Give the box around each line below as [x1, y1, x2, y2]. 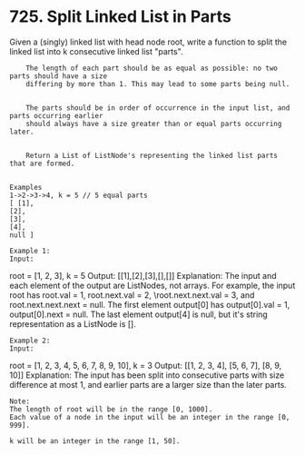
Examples [9, 183, 43, 192]
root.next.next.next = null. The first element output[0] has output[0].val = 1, [9, 299, 290, 310]
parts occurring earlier [9, 111, 103, 120]
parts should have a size [9, 71, 107, 81]
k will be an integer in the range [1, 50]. [9, 436, 181, 446]
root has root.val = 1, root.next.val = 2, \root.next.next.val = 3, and [9, 289, 255, 301]
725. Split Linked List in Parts [9, 6, 231, 27]
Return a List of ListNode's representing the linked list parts [25, 151, 279, 160]
